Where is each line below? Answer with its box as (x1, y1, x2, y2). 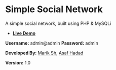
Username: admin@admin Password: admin (5, 40, 99, 46)
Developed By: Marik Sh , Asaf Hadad (5, 50, 84, 56)
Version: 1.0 (5, 59, 31, 65)
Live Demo (12, 30, 36, 36)
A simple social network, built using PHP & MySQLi (5, 20, 111, 26)
